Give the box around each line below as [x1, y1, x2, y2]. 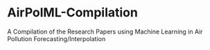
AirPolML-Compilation [7, 5, 139, 21]
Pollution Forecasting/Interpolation [7, 34, 106, 42]
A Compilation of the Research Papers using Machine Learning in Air [7, 27, 203, 36]
